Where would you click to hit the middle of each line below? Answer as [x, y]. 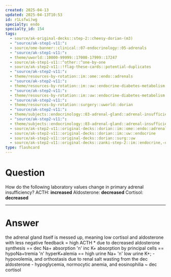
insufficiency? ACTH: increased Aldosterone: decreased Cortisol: [74, 192]
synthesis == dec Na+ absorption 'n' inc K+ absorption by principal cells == [85, 248]
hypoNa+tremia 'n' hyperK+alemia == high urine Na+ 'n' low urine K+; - [80, 254]
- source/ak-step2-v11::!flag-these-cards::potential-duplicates [81, 67]
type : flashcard [22, 148]
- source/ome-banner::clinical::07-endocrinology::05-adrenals [78, 48]
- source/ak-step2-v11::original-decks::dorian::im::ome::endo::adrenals [90, 129]
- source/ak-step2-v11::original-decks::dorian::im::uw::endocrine [83, 133]
